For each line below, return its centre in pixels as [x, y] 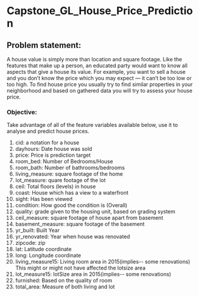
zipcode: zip [30, 243]
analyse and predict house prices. [48, 131]
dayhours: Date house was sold [53, 149]
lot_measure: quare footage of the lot [60, 180]
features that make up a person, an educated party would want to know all [97, 65]
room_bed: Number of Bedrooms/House [64, 162]
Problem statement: [44, 45]
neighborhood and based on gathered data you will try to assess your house [99, 91]
